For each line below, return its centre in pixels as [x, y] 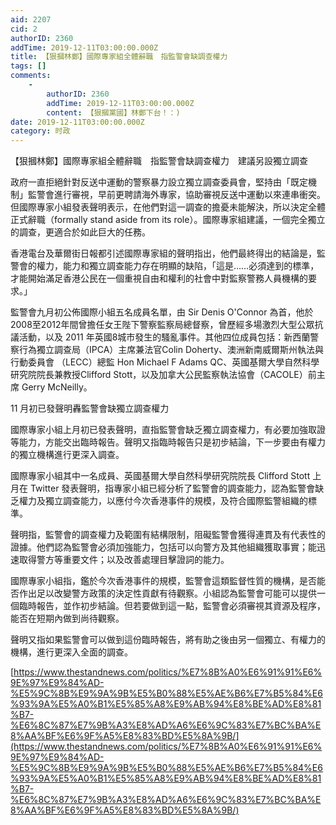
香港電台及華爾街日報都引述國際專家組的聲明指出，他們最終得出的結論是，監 [168, 253]
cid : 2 [24, 29]
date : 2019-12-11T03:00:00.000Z [77, 122]
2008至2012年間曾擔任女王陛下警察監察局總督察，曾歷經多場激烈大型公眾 [162, 325]
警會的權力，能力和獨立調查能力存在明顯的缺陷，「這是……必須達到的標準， [165, 266]
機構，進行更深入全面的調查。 [71, 652]
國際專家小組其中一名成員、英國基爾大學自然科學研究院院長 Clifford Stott [160, 476]
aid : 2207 [31, 19]
